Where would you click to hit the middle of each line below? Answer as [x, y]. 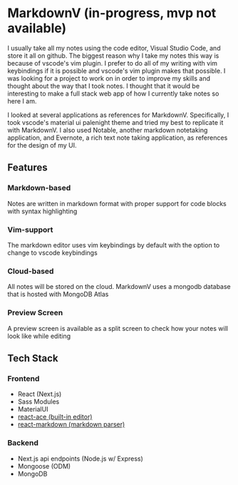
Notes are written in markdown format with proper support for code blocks [117, 203]
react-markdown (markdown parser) [71, 424]
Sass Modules [38, 402]
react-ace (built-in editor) [55, 417]
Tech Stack [33, 358]
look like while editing [39, 336]
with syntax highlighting [42, 211]
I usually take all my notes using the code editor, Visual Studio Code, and [114, 48]
